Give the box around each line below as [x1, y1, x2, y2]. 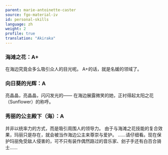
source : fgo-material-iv [5, 12, 58, 17]
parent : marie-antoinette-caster [5, 7, 76, 13]
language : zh [5, 21, 33, 27]
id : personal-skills [5, 17, 49, 22]
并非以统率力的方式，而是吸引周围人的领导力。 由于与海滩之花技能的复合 [5, 125, 158, 131]
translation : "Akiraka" [5, 36, 56, 41]
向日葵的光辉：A [5, 80, 46, 87]
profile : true [5, 31, 36, 36]
